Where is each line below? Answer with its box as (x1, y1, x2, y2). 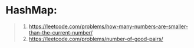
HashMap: (5, 4, 57, 17)
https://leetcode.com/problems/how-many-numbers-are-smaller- (28, 23, 188, 30)
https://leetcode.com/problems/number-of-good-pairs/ (28, 35, 163, 42)
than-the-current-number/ (28, 29, 93, 36)
